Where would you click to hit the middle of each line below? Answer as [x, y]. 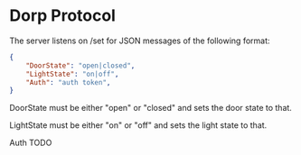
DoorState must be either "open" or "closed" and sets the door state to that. [150, 108]
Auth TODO [31, 143]
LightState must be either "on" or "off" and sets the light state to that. [138, 125]
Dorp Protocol [62, 16]
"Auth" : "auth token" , [68, 82]
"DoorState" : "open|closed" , [80, 65]
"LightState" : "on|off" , [72, 74]
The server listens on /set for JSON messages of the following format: [140, 41]
